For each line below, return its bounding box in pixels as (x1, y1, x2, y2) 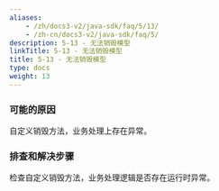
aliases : (9, 13, 42, 23)
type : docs (9, 64, 50, 73)
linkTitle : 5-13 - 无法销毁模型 (9, 47, 123, 56)
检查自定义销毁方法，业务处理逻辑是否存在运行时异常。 (9, 172, 214, 183)
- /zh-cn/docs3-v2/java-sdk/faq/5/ (25, 30, 160, 39)
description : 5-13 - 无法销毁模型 (9, 38, 131, 48)
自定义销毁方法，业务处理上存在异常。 (9, 125, 151, 136)
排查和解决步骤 (9, 150, 75, 162)
